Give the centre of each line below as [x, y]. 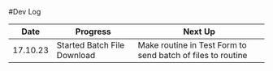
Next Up [199, 31]
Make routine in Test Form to [192, 45]
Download [76, 55]
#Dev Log [25, 12]
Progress [93, 31]
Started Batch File [91, 45]
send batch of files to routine [193, 55]
